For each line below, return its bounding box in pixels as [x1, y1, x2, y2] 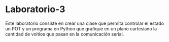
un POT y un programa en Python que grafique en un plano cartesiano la [5, 25, 157, 31]
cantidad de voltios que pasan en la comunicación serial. [5, 31, 124, 37]
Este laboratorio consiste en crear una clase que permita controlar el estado [5, 20, 164, 26]
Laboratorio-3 [5, 4, 65, 15]
